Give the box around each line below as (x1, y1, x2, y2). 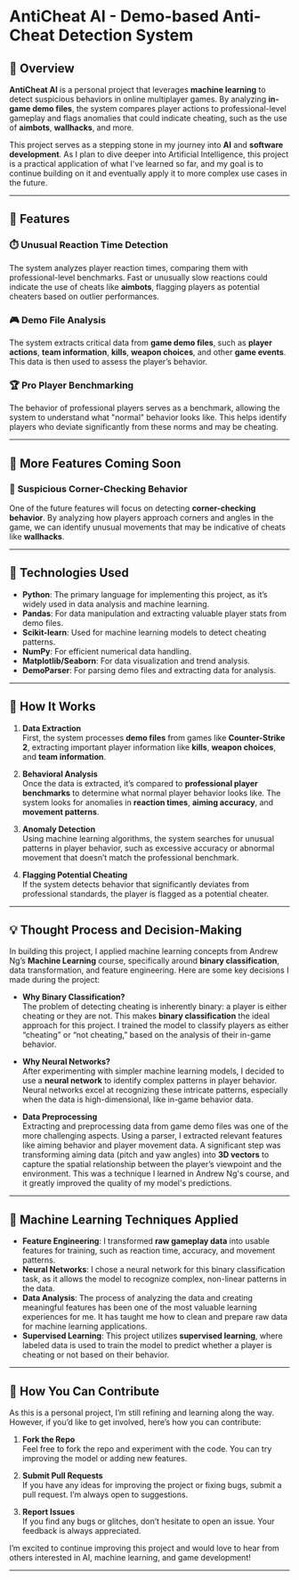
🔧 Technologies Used (9, 565, 129, 580)
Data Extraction (21, 722, 82, 733)
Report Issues (21, 1507, 76, 1518)
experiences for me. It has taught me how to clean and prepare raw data (21, 1312, 287, 1322)
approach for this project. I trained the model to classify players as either (21, 1020, 289, 1031)
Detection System (58, 25, 194, 45)
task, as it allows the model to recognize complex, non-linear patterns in (21, 1273, 287, 1285)
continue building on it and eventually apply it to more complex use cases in (9, 168, 287, 178)
